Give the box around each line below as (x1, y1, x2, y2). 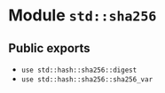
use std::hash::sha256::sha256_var (20, 75, 153, 84)
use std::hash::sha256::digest (20, 66, 137, 74)
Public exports (8, 41, 90, 56)
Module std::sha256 (8, 5, 157, 26)
